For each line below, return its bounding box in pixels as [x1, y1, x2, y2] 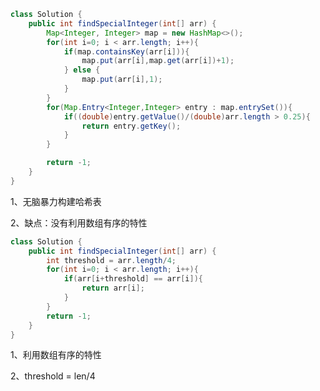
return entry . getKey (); [81, 121, 182, 131]
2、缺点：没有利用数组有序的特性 [10, 216, 148, 229]
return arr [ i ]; [81, 283, 145, 294]
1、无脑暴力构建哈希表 [10, 195, 102, 207]
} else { [63, 65, 101, 75]
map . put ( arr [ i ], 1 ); [81, 75, 163, 85]
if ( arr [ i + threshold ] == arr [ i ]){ [63, 274, 203, 284]
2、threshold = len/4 [10, 370, 96, 382]
